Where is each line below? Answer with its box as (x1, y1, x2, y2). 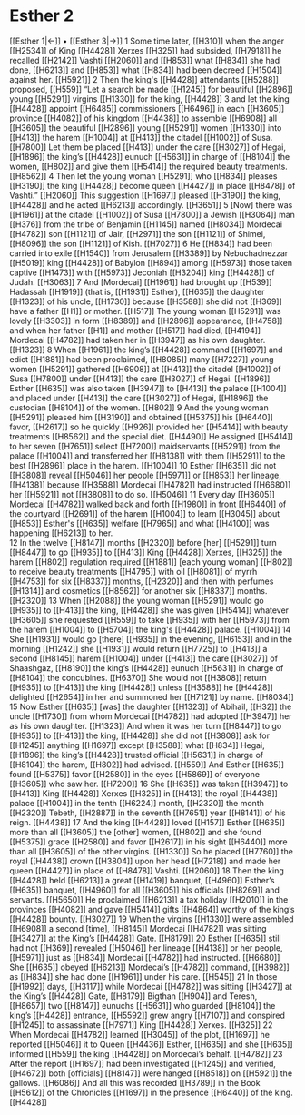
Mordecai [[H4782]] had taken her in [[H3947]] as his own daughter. (9, 334, 266, 345)
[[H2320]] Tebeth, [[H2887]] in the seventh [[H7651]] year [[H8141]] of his (9, 807, 286, 818)
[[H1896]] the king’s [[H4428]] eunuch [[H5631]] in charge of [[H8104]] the (9, 151, 290, 162)
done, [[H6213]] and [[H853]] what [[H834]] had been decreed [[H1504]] (9, 64, 283, 75)
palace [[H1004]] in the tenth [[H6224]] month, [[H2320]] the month (9, 797, 265, 808)
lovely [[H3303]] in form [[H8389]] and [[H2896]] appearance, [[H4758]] (9, 315, 283, 326)
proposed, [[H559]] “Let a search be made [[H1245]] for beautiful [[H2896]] (9, 84, 293, 94)
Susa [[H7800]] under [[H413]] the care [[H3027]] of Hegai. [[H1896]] (9, 373, 271, 384)
